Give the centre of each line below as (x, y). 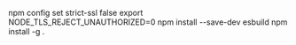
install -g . (27, 31)
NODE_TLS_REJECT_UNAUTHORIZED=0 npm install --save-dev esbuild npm (148, 22)
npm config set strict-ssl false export (76, 13)
